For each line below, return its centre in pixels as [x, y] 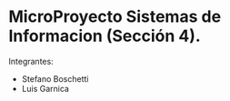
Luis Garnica [45, 88]
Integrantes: [31, 61]
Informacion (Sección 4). [105, 36]
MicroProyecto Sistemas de [115, 17]
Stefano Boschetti [55, 78]
